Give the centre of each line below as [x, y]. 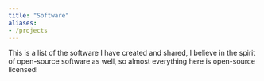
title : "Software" [39, 15]
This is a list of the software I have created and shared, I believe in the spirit [132, 53]
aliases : [23, 23]
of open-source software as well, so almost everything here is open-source [132, 61]
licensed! [23, 70]
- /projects [28, 30]
